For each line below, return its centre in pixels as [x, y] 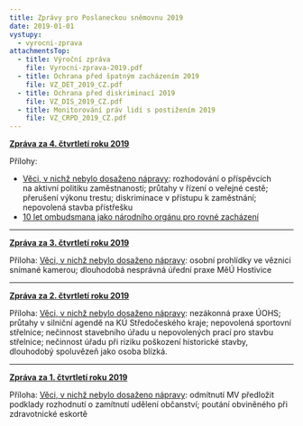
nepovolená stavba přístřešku [78, 207]
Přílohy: [23, 161]
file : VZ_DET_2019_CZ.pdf [74, 85]
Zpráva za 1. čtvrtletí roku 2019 [69, 377]
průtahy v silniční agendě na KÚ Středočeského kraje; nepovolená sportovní [150, 323]
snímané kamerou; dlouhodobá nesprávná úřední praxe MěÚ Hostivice [141, 270]
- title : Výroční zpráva [64, 59]
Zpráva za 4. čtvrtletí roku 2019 [69, 144]
